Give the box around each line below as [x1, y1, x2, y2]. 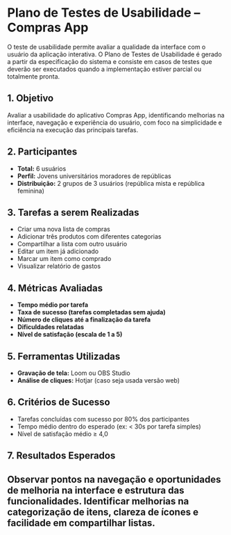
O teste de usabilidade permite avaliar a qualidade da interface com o [7, 42, 206, 51]
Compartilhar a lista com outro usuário [17, 240, 128, 248]
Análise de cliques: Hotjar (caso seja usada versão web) [17, 376, 180, 384]
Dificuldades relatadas [17, 323, 85, 331]
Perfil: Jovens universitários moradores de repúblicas [17, 172, 171, 180]
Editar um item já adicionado [17, 247, 99, 255]
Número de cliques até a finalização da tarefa [17, 315, 151, 324]
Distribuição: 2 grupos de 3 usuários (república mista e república [17, 179, 205, 187]
